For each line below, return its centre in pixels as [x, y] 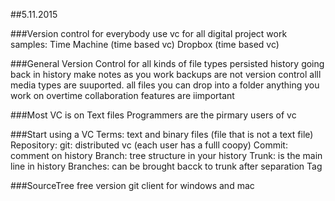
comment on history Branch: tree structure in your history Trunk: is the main [166, 155]
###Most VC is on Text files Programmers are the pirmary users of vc [153, 115]
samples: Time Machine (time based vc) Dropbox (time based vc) [145, 44]
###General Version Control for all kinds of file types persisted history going [167, 63]
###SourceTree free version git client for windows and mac [132, 185]
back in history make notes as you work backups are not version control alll [166, 74]
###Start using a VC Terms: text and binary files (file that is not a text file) [162, 134]
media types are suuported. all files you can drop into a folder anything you [165, 85]
